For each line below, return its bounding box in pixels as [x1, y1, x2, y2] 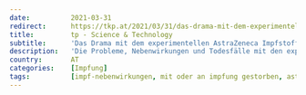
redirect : [9, 22, 47, 31]
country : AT [9, 55, 79, 64]
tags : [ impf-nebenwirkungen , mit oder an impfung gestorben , [9, 72, 283, 81]
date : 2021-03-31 [9, 13, 112, 23]
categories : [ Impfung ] [9, 64, 107, 73]
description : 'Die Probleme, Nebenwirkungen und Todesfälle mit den [9, 47, 283, 56]
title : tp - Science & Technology [9, 30, 173, 39]
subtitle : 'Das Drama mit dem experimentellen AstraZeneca [9, 38, 259, 48]
